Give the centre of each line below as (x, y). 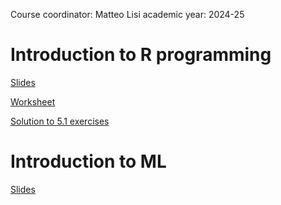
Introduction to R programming (141, 55)
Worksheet (33, 101)
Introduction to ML (88, 161)
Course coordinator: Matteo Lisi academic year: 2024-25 (127, 14)
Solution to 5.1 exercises (60, 121)
